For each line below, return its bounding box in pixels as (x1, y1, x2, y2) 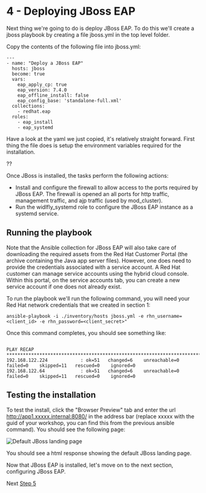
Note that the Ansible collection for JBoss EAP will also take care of (6, 244, 177, 251)
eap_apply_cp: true (17, 81, 67, 88)
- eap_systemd (17, 124, 53, 130)
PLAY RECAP (6, 346, 34, 353)
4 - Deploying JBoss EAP (6, 4, 136, 18)
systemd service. (15, 209, 59, 217)
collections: (12, 103, 45, 109)
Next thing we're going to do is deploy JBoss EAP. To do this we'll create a (6, 24, 194, 32)
